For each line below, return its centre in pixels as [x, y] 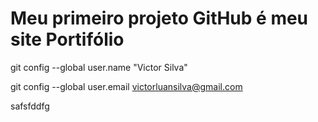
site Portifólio [67, 39]
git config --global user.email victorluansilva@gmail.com [126, 86]
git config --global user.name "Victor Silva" [99, 67]
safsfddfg [30, 106]
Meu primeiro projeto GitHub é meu [159, 18]
